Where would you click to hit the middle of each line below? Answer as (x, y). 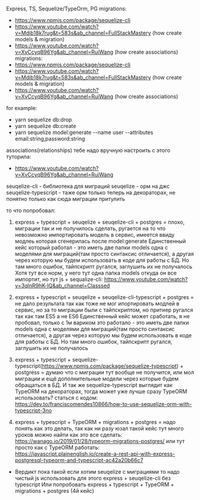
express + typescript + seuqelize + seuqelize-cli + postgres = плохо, (100, 222)
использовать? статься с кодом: (56, 398)
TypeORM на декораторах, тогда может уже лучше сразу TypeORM (101, 391)
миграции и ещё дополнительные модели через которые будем (97, 379)
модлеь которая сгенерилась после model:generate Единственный (100, 241)
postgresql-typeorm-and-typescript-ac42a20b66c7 (79, 460)
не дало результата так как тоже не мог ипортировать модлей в (97, 304)
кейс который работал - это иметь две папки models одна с (91, 247)
